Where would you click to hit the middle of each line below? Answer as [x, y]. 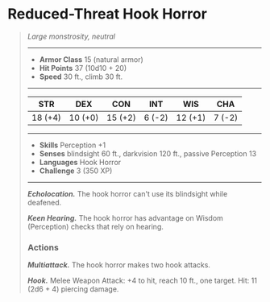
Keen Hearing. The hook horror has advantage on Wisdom [125, 217]
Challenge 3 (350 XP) [76, 171]
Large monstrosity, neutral [71, 36]
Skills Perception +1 [73, 145]
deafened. [44, 202]
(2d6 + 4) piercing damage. [73, 289]
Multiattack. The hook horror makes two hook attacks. [119, 265]
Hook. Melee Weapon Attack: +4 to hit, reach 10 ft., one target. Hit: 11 [142, 281]
